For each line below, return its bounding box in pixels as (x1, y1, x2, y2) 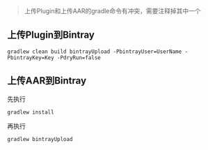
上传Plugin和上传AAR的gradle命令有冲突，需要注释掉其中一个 (24, 7, 202, 15)
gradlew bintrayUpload (7, 135, 73, 142)
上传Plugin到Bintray (7, 29, 95, 41)
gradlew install (7, 108, 54, 116)
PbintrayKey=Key (7, 54, 54, 61)
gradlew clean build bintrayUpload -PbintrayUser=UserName (7, 48, 182, 55)
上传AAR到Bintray (7, 75, 87, 87)
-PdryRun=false (56, 54, 101, 61)
